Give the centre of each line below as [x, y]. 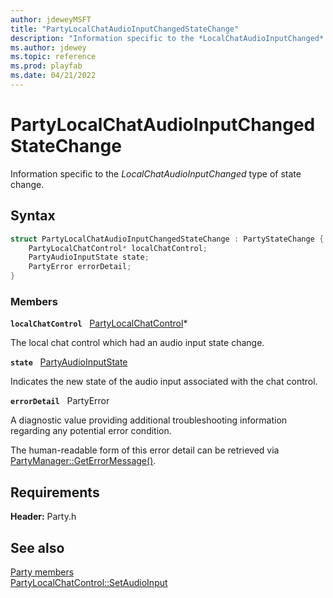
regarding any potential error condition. [91, 431]
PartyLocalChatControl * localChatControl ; [118, 248]
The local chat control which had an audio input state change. [137, 343]
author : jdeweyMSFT [51, 19]
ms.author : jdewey [48, 47]
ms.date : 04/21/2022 [53, 76]
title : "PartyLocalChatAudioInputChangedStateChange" [125, 29]
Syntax [33, 216]
